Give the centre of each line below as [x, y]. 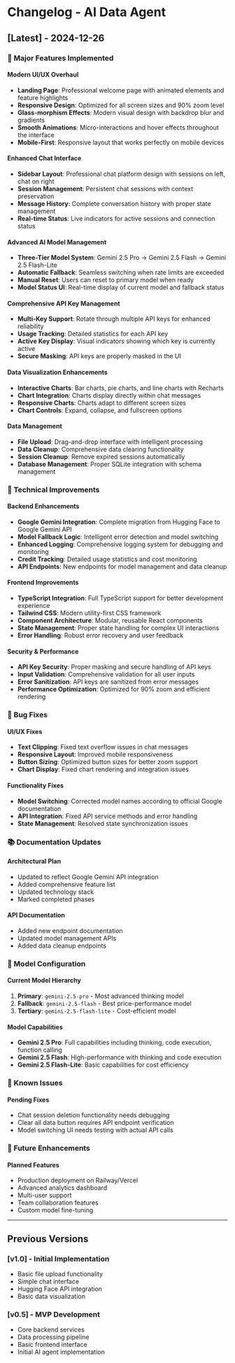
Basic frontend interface [52, 1345]
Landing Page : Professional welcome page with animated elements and [121, 90]
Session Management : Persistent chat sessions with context [105, 188]
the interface [36, 134]
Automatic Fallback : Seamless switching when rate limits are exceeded [121, 272]
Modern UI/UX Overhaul [43, 75]
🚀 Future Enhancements [49, 1148]
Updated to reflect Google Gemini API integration [88, 877]
